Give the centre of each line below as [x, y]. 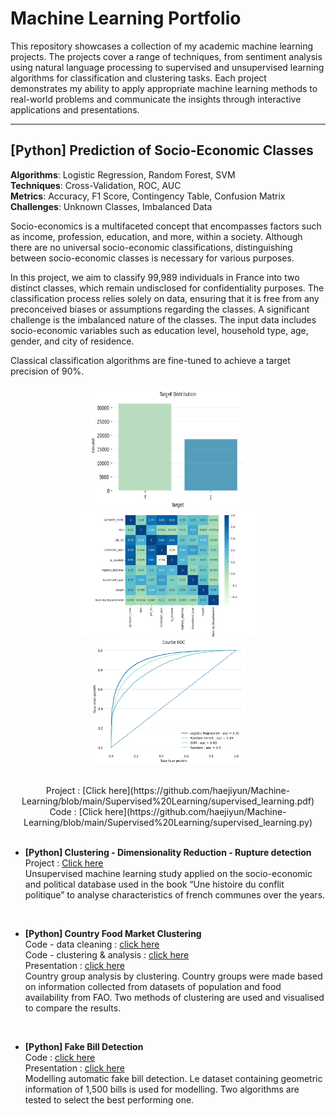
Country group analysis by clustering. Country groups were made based [173, 976]
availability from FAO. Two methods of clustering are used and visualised [174, 997]
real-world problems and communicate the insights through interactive [156, 99]
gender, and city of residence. [72, 341]
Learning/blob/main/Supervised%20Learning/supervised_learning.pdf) [168, 801]
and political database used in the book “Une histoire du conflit [154, 884]
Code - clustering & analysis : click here [107, 954]
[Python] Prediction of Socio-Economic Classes [162, 150]
